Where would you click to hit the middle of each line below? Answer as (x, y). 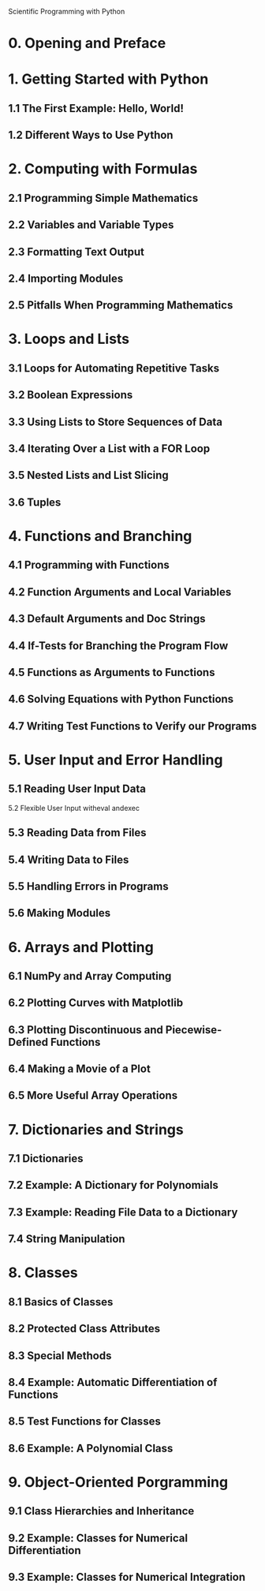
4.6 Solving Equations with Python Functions (121, 699)
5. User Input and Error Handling (116, 760)
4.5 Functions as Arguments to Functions (112, 672)
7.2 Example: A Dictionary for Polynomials (113, 1185)
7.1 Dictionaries (46, 1159)
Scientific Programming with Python (67, 11)
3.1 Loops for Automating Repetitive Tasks (114, 368)
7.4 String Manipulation (67, 1239)
